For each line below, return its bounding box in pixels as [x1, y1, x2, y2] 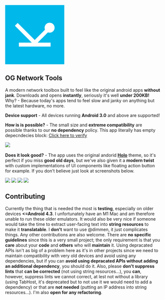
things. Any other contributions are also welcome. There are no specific [5, 231, 151, 237]
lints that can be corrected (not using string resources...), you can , [5, 268, 142, 274]
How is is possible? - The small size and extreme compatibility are [5, 122, 142, 128]
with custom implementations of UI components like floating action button [5, 162, 155, 168]
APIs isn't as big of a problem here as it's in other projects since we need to [5, 247, 159, 253]
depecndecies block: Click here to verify [5, 132, 87, 138]
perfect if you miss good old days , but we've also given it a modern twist [5, 157, 154, 163]
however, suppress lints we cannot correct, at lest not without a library [5, 273, 148, 279]
